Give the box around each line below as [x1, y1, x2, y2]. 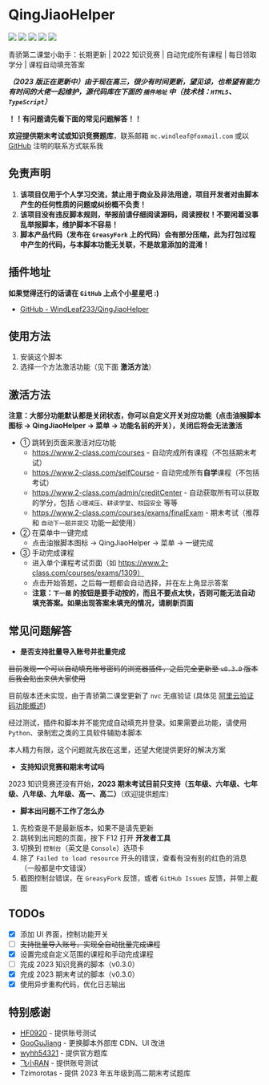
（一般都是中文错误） [19, 864, 90, 872]
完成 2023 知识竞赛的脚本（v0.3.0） [19, 960, 140, 969]
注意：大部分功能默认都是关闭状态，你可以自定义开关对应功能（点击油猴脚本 [8, 411, 261, 420]
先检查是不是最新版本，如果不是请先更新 [19, 824, 154, 832]
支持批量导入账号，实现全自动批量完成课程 [19, 939, 161, 949]
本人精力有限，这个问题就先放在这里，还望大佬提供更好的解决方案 [8, 745, 226, 755]
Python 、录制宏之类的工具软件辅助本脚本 [8, 728, 143, 737]
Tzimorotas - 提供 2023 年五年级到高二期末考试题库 [19, 1068, 191, 1078]
